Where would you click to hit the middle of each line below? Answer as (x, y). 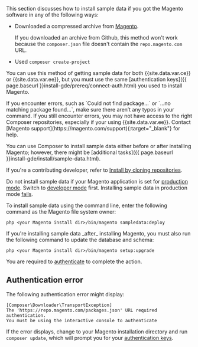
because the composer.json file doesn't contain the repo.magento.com (98, 44)
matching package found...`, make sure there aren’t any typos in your (90, 109)
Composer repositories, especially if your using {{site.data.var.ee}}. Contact (98, 122)
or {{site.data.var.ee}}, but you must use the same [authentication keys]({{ (97, 79)
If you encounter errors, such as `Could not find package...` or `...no (89, 103)
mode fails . (20, 194)
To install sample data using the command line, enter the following (87, 205)
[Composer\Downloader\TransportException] (59, 305)
